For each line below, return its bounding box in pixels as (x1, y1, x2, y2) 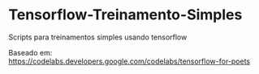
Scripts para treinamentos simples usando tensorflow (8, 32, 188, 42)
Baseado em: (8, 47, 53, 57)
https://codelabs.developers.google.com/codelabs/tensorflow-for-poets (8, 56, 251, 66)
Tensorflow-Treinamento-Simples (8, 6, 243, 24)
